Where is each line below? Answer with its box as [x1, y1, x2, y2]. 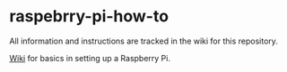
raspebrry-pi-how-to [9, 6, 169, 27]
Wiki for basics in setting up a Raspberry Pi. [9, 52, 170, 63]
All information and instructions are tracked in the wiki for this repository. [9, 36, 278, 46]
